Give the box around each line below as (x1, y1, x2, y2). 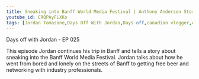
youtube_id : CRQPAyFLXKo (6, 14, 68, 20)
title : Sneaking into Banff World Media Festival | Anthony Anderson (6, 8, 182, 15)
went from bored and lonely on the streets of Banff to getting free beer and (6, 60, 190, 67)
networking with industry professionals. (6, 67, 103, 74)
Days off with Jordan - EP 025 (6, 36, 80, 43)
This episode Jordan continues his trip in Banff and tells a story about (6, 48, 176, 55)
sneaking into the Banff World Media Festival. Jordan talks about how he (6, 54, 183, 61)
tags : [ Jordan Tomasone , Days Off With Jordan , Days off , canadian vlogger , (6, 20, 192, 26)
